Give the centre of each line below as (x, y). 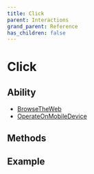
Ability (22, 92)
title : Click (26, 13)
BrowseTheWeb (39, 109)
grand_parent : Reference (43, 26)
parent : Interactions (38, 20)
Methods (27, 138)
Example (26, 162)
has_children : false (37, 33)
